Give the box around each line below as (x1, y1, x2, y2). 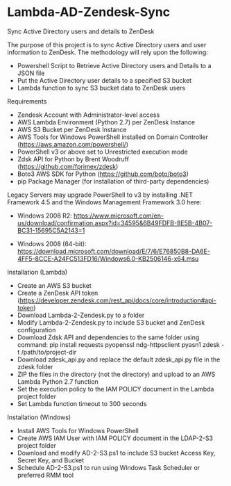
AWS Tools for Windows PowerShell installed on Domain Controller (17, 133, 208, 141)
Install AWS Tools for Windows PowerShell (17, 426, 139, 435)
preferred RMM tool (17, 471, 74, 479)
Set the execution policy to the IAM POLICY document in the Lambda (17, 384, 214, 393)
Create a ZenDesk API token (17, 289, 99, 297)
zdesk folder (17, 362, 53, 371)
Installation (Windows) (7, 413, 71, 421)
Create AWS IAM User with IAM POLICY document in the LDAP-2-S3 (17, 434, 214, 442)
